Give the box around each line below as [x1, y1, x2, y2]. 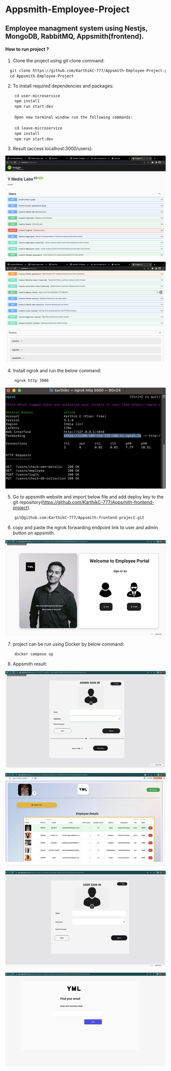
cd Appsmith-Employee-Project [10, 73, 74, 79]
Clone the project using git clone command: [12, 57, 105, 63]
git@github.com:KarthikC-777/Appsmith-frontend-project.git [14, 515, 145, 520]
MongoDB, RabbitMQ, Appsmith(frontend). [5, 32, 144, 40]
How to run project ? [5, 46, 49, 52]
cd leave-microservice [14, 125, 63, 131]
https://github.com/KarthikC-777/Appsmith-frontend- [42, 499, 154, 505]
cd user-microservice [14, 93, 60, 98]
